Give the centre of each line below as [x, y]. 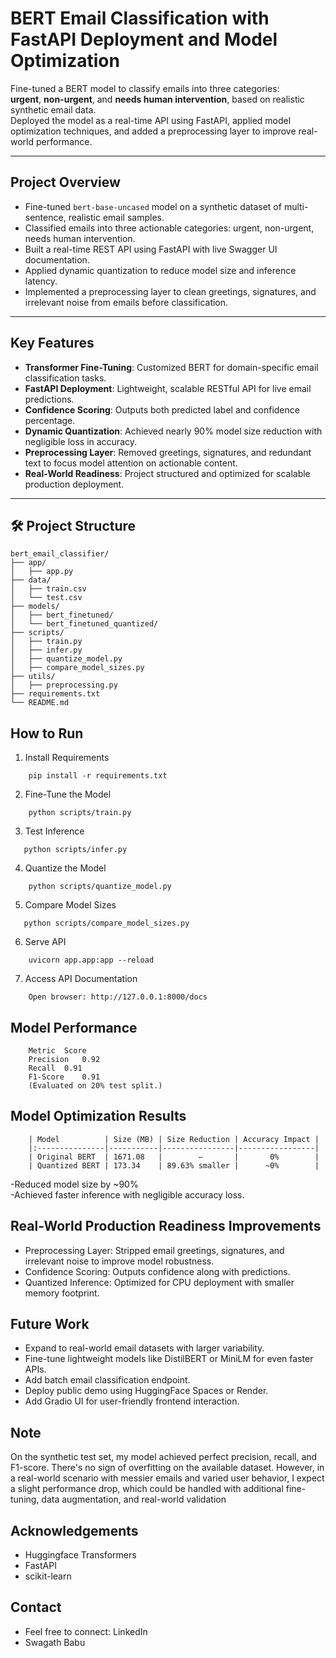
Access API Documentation [81, 979]
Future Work [50, 1324]
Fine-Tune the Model [68, 794]
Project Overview [65, 182]
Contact [36, 1607]
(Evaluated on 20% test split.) [95, 1086]
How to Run [47, 733]
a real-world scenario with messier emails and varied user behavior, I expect [167, 1478]
